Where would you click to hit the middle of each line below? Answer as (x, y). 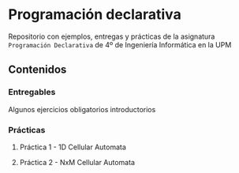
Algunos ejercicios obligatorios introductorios (82, 109)
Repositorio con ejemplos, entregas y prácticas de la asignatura (112, 36)
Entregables (32, 92)
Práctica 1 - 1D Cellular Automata (73, 147)
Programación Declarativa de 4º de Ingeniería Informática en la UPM (120, 44)
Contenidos (37, 70)
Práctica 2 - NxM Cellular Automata (77, 162)
